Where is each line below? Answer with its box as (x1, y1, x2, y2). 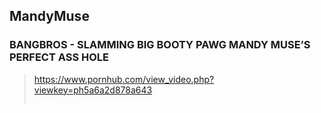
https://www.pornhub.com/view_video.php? (33, 73, 215, 85)
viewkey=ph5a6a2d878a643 (33, 84, 153, 96)
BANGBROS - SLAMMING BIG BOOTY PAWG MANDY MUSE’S (9, 38, 311, 52)
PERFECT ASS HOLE (9, 50, 109, 64)
